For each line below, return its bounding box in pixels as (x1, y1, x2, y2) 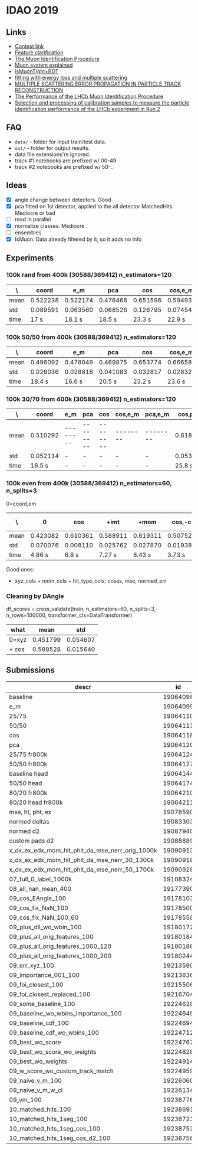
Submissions (6, 665, 55, 675)
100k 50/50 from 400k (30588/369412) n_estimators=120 (6, 333, 177, 341)
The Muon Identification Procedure (14, 55, 100, 62)
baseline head (9, 769, 48, 777)
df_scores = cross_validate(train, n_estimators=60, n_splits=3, (6, 605, 156, 612)
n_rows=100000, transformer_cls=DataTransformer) (6, 612, 133, 619)
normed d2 (9, 827, 40, 835)
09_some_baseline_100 (9, 999, 75, 1008)
